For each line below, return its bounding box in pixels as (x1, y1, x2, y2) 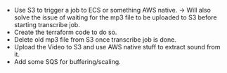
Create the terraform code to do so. (13, 28, 117, 36)
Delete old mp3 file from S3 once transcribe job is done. (13, 35, 177, 44)
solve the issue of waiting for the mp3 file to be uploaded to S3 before (13, 13, 217, 22)
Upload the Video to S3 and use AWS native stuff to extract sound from (13, 43, 221, 51)
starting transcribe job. (13, 21, 81, 29)
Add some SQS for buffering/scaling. (13, 58, 121, 65)
